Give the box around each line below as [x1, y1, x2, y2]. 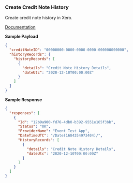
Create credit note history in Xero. [5, 15, 73, 21]
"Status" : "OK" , [17, 124, 51, 129]
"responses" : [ [9, 110, 40, 115]
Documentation [5, 24, 36, 30]
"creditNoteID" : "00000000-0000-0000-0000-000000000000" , [9, 47, 129, 52]
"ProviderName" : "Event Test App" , [17, 129, 90, 134]
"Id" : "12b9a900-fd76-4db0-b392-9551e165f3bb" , [17, 120, 116, 124]
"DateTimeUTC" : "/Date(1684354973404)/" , [17, 133, 103, 138]
